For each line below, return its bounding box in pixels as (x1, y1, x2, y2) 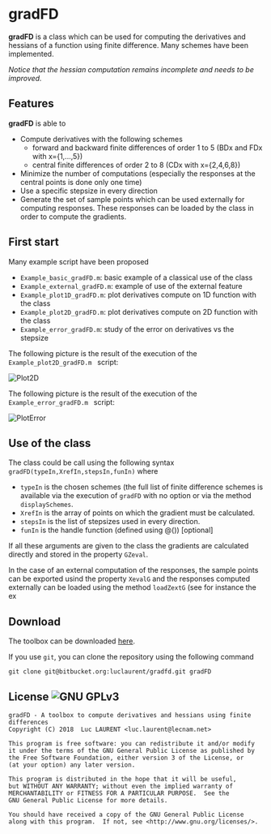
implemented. (8, 49, 54, 58)
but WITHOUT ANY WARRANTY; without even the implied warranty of (8, 782, 233, 790)
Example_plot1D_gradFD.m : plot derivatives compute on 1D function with (19, 290, 256, 299)
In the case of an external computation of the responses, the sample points (8, 565, 259, 575)
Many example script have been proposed (8, 256, 150, 266)
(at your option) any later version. (8, 761, 136, 769)
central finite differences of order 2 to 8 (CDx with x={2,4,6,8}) (32, 160, 241, 170)
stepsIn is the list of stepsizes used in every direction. (19, 517, 201, 527)
